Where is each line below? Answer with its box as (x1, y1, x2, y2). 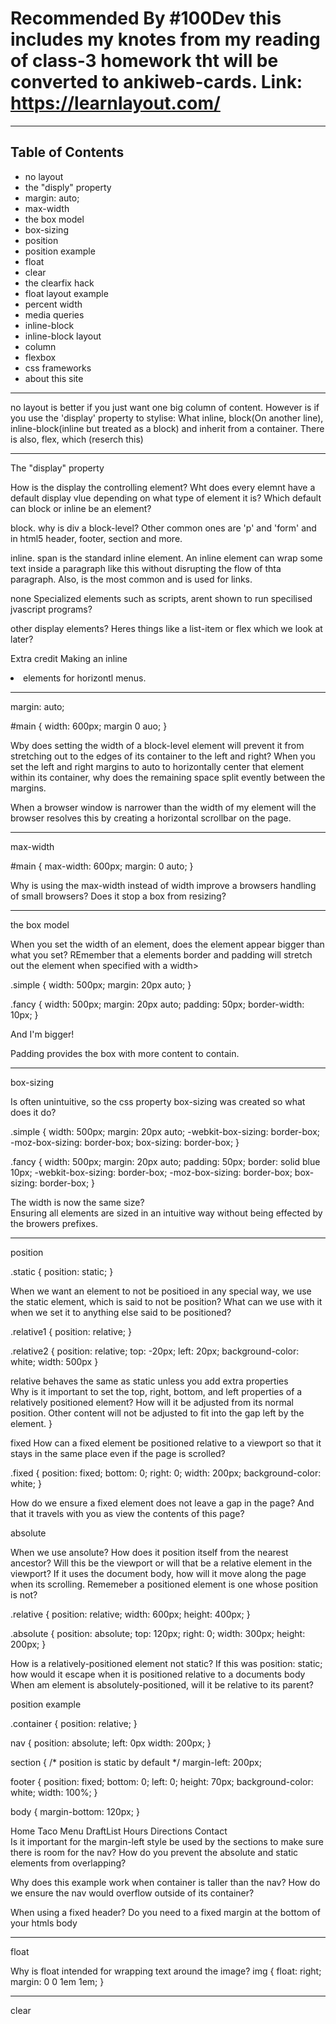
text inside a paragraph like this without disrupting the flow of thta (10, 562, 282, 574)
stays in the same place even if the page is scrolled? (10, 1447, 226, 1459)
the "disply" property (24, 181, 112, 193)
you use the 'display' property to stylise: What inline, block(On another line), (10, 412, 324, 424)
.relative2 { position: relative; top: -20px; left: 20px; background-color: (10, 1345, 300, 1357)
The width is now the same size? (10, 1196, 145, 1208)
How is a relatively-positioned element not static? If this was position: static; (10, 1657, 323, 1669)
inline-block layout (24, 330, 102, 342)
